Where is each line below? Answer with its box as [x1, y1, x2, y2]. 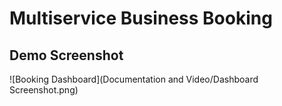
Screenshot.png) [9, 84, 79, 96]
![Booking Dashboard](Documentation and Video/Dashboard [9, 73, 259, 85]
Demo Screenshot [9, 47, 124, 64]
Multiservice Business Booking [9, 7, 273, 30]
